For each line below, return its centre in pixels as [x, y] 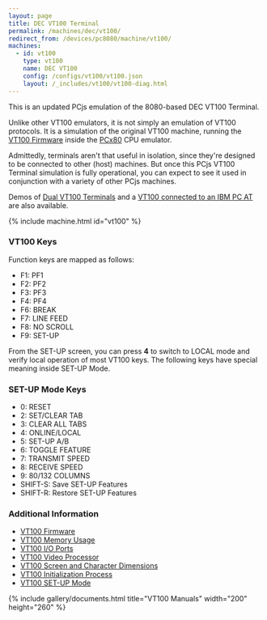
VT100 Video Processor [59, 557]
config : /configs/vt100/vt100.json [83, 76]
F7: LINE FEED [44, 318]
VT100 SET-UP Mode [55, 583]
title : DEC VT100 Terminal [54, 23]
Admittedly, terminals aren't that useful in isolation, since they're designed [132, 155]
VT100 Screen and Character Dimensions [89, 566]
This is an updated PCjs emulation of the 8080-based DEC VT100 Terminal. [134, 107]
